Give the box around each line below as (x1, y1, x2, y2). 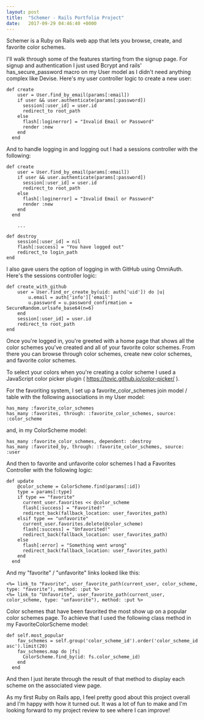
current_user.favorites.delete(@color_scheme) (22, 521, 144, 527)
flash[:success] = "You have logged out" (17, 244, 124, 251)
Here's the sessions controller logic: (6, 272, 97, 279)
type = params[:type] (17, 489, 72, 495)
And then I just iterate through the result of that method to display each (6, 675, 185, 683)
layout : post (6, 9, 40, 15)
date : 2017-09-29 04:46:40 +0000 (6, 20, 97, 26)
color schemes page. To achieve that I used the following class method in (6, 614, 191, 622)
